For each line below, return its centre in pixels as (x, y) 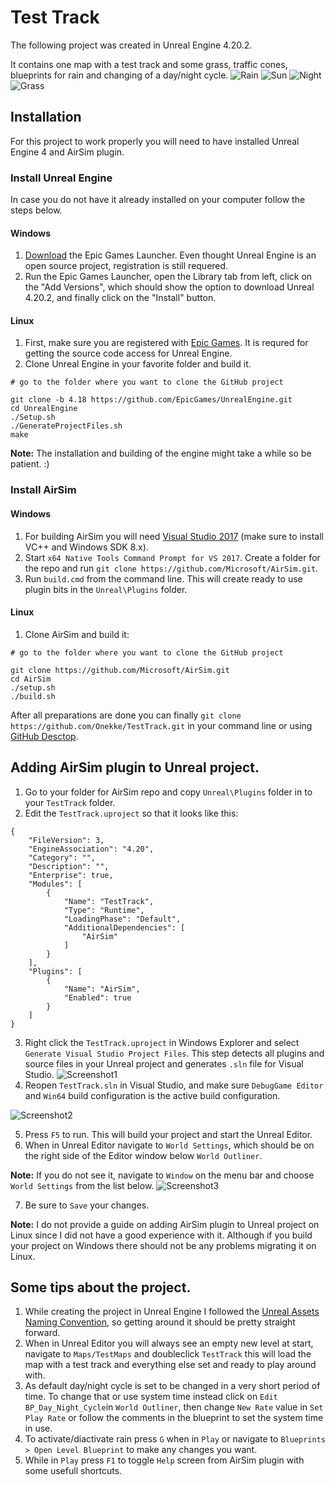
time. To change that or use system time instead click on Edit (151, 1397)
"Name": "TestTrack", (109, 901)
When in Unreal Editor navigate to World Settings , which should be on (169, 1145)
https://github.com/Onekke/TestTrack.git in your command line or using (161, 725)
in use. (38, 1428)
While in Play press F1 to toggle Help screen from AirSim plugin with (164, 1460)
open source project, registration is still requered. (126, 266)
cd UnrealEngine (44, 409)
